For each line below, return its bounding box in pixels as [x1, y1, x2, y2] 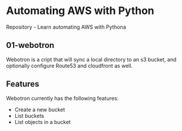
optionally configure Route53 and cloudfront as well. [6, 62, 133, 69]
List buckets [14, 112, 45, 119]
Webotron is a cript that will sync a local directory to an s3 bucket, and [6, 56, 177, 63]
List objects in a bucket [14, 118, 71, 125]
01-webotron [6, 40, 55, 50]
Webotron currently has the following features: [6, 95, 119, 102]
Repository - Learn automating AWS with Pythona [6, 23, 126, 30]
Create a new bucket [14, 106, 66, 113]
